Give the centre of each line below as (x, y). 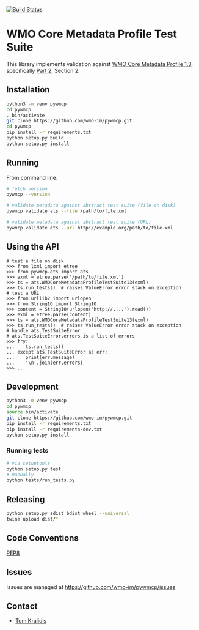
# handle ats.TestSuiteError (43, 330)
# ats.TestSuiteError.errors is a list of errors (71, 336)
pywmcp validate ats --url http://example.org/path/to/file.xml (90, 228)
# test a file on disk (35, 261)
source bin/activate (33, 412)
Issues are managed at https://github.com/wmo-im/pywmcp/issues (91, 587)
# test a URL (23, 293)
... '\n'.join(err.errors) (45, 363)
